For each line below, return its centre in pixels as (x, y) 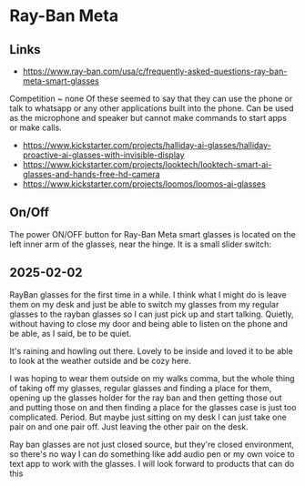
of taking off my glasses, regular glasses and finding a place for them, (141, 388)
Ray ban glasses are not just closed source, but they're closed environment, (152, 444)
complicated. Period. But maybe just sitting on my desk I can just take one (148, 417)
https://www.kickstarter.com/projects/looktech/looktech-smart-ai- (147, 164)
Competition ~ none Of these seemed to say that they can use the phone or (151, 98)
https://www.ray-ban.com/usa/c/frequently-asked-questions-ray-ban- (155, 71)
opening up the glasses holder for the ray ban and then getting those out (146, 398)
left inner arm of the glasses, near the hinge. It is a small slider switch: (140, 244)
